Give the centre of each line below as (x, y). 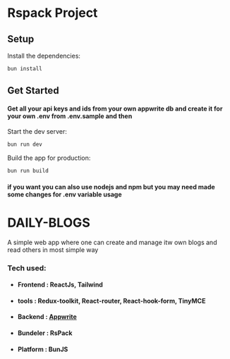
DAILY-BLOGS (49, 222)
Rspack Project (53, 13)
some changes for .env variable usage (65, 194)
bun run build (28, 171)
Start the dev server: (37, 132)
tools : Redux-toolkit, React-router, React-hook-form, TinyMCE (111, 301)
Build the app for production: (49, 158)
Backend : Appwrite (47, 317)
